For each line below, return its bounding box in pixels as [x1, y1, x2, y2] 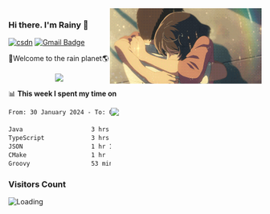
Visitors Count [8, 179, 67, 190]
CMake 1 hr [8, 150, 106, 159]
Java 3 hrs [8, 126, 110, 134]
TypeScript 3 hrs [8, 134, 110, 142]
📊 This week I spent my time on [8, 88, 117, 99]
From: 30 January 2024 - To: [8, 109, 106, 117]
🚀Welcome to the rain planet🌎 [8, 54, 109, 64]
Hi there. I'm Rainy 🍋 [8, 19, 89, 31]
